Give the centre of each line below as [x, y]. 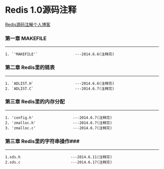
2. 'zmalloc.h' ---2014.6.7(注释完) [59, 123]
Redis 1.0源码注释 [41, 10]
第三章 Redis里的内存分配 [35, 102]
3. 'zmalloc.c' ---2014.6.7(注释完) [59, 128]
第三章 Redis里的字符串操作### [42, 141]
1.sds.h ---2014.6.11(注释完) [59, 157]
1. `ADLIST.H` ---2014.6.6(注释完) [60, 84]
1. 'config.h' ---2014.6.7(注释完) [59, 118]
